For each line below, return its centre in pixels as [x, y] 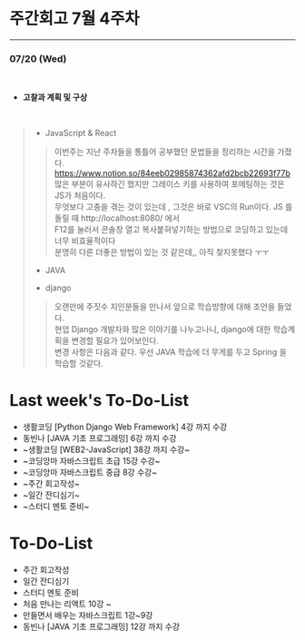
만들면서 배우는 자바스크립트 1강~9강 [88, 615]
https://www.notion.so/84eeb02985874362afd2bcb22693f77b [172, 173]
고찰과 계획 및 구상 [55, 97]
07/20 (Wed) [38, 58]
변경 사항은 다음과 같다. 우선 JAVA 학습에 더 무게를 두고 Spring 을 [171, 352]
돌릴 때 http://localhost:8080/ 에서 [117, 218]
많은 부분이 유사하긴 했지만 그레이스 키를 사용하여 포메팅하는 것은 [169, 184]
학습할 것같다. [79, 363]
